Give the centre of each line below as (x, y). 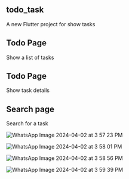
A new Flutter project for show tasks (51, 24)
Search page (30, 109)
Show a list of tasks (30, 57)
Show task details (28, 90)
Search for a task (27, 124)
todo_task (25, 10)
